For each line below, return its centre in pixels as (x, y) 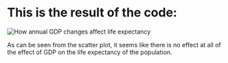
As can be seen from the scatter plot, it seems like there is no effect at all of (114, 45)
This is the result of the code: (92, 13)
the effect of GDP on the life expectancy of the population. (90, 52)
